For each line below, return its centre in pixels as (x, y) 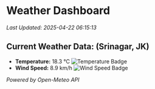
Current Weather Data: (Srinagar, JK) (78, 47)
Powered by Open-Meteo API (43, 79)
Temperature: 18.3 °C (42, 61)
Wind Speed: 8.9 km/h (44, 68)
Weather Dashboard (58, 11)
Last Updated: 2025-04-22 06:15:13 (52, 27)
